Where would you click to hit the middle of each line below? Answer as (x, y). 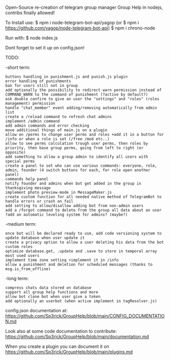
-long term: (17, 278)
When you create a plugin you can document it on (57, 346)
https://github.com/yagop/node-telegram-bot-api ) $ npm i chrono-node (80, 28)
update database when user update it (45, 238)
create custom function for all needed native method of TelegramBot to (83, 197)
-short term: (18, 67)
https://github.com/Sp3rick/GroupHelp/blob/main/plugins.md (69, 352)
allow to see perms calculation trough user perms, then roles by (77, 143)
